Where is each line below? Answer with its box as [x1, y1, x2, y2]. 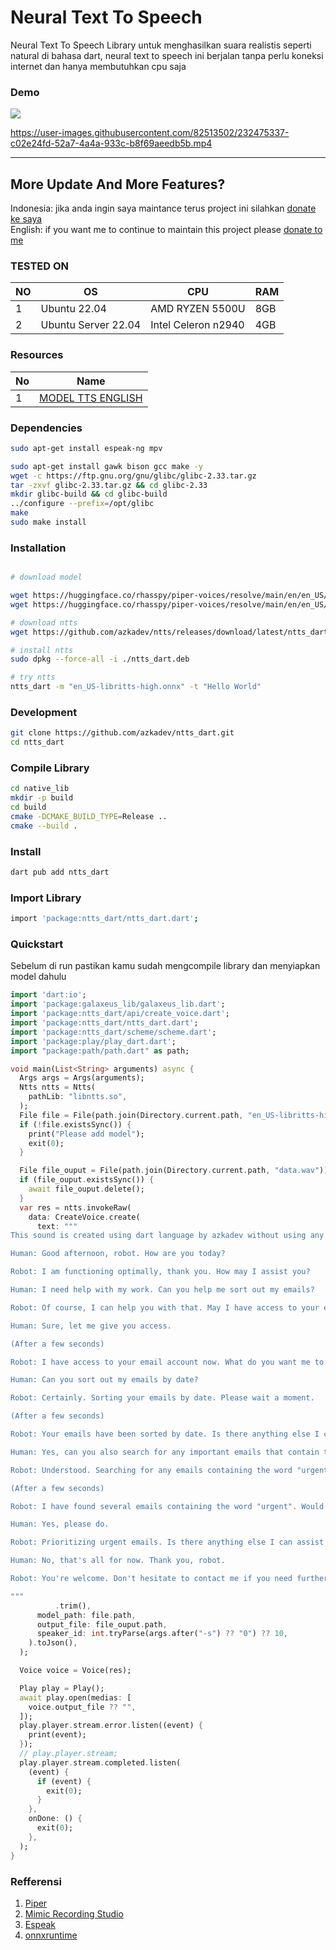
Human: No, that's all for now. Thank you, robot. [10, 1556, 226, 1566]
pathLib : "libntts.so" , [28, 1092, 128, 1102]
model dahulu [10, 971, 67, 983]
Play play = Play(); [19, 1683, 105, 1693]
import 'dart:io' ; [10, 990, 87, 1000]
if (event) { [36, 1776, 92, 1786]
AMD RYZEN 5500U [150, 302, 246, 316]
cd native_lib [10, 784, 70, 794]
